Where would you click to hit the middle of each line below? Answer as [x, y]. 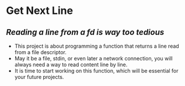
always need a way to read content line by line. [71, 64]
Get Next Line [40, 11]
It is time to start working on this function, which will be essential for [97, 71]
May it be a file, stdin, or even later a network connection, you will [94, 58]
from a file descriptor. [41, 52]
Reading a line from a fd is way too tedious [85, 32]
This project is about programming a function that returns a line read [97, 46]
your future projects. [39, 77]
